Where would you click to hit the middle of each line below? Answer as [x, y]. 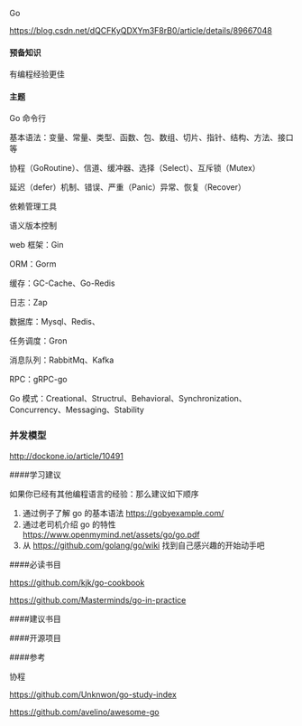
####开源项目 [35, 637]
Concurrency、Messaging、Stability [77, 410]
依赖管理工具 [33, 206]
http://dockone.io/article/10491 [67, 456]
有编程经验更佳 [37, 74]
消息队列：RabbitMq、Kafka [62, 360]
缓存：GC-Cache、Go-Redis [62, 283]
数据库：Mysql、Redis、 [55, 322]
